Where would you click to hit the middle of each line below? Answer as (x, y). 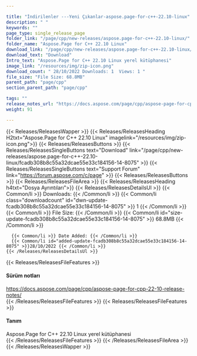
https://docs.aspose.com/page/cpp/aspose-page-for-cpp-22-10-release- (95, 288)
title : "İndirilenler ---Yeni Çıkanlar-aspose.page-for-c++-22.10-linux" (98, 16)
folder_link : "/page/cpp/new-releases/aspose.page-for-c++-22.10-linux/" (98, 39)
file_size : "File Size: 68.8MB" (45, 77)
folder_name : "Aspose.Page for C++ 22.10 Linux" (67, 44)
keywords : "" (22, 28)
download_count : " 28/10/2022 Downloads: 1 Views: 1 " (76, 71)
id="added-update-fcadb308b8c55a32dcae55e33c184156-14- (118, 241)
